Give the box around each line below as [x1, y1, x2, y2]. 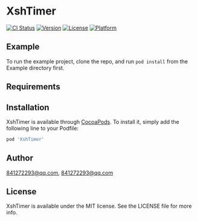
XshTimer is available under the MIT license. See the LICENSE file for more [6, 202, 192, 210]
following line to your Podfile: [6, 124, 79, 132]
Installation [6, 102, 49, 112]
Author [6, 153, 33, 164]
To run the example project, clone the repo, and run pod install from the [6, 57, 188, 65]
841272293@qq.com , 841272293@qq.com [6, 169, 113, 176]
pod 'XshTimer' [6, 136, 45, 143]
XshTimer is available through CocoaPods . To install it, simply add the [6, 118, 179, 125]
